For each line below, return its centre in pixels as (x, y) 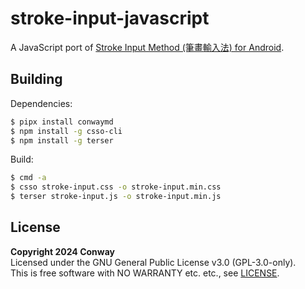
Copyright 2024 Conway (62, 251)
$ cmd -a (28, 178)
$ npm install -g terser (62, 140)
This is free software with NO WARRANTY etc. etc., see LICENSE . (145, 273)
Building (36, 79)
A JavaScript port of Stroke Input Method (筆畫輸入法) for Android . (147, 47)
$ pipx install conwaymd (62, 122)
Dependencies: (41, 103)
